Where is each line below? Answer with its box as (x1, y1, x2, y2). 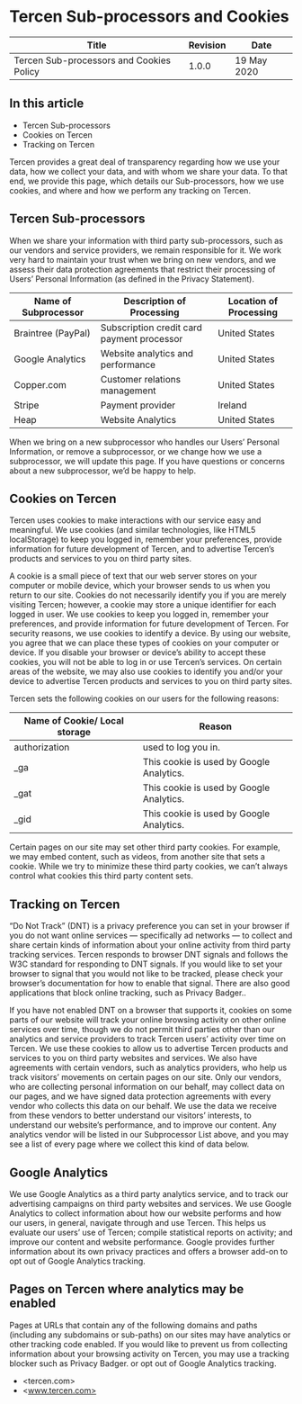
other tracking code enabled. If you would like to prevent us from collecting (9, 1338, 288, 1349)
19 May (235, 54, 268, 67)
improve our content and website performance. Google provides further (9, 1237, 275, 1247)
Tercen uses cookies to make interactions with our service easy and (9, 515, 262, 526)
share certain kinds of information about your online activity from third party (9, 940, 291, 950)
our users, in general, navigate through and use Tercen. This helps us (9, 1218, 267, 1228)
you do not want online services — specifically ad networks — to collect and (9, 930, 293, 941)
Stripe (13, 399, 40, 411)
